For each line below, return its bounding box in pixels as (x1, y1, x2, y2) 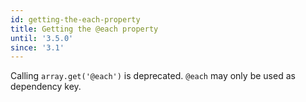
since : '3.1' (10, 42, 65, 53)
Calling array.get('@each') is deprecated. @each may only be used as (10, 70, 296, 82)
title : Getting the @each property (10, 24, 159, 34)
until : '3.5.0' (10, 33, 74, 43)
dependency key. (10, 81, 82, 93)
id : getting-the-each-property (10, 14, 141, 25)
